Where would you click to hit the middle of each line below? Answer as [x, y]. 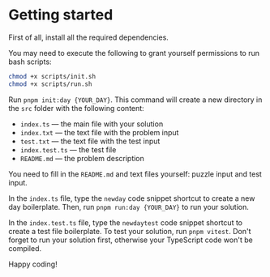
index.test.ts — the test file [68, 149]
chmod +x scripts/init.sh [52, 76]
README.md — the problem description [82, 158]
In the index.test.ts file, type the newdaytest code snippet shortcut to [126, 222]
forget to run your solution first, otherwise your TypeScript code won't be [131, 240]
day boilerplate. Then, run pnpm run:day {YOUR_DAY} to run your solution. [129, 207]
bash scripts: [30, 62]
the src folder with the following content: [76, 108]
